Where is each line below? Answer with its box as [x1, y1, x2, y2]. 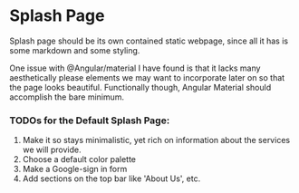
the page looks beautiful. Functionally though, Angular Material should [9, 82, 272, 92]
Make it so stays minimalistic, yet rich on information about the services [22, 135, 291, 146]
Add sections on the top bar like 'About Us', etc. [22, 173, 201, 184]
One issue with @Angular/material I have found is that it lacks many [9, 63, 261, 73]
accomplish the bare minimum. [9, 92, 125, 102]
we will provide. [22, 144, 82, 155]
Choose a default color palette [22, 154, 137, 165]
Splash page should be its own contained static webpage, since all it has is [9, 35, 288, 46]
